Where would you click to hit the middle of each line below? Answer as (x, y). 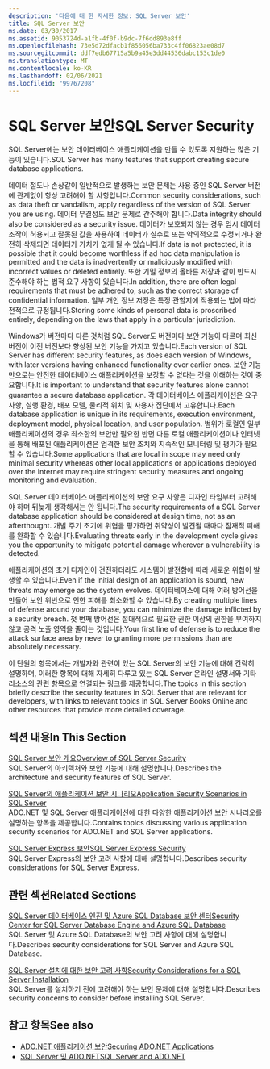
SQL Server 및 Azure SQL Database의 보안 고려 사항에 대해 (104, 935)
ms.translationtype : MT (48, 61)
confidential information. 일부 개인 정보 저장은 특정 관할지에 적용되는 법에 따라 (133, 300)
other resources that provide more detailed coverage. (97, 710)
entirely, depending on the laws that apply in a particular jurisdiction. (122, 319)
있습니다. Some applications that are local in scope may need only (133, 454)
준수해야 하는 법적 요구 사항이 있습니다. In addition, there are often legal (123, 282)
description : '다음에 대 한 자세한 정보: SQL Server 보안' (100, 16)
